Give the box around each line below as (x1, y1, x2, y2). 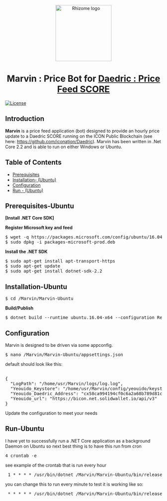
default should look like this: (5, 361, 63, 367)
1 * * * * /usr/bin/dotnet (7, 472, 74, 478)
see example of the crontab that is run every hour (5, 462, 107, 468)
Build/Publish (5, 305, 34, 311)
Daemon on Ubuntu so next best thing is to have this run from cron (5, 443, 142, 449)
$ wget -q (5, 235, 29, 240)
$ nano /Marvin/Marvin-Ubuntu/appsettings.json (5, 352, 123, 357)
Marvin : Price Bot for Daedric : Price (6, 73, 161, 84)
